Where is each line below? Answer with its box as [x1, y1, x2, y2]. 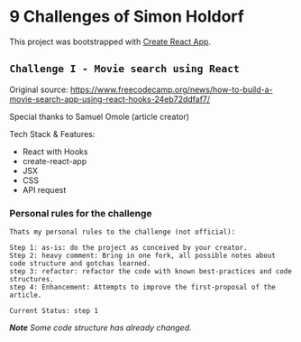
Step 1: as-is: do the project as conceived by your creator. [9, 244, 248, 253]
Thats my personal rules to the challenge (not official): [9, 227, 236, 236]
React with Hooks [22, 146, 88, 157]
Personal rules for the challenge [9, 207, 152, 219]
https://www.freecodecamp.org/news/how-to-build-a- [70, 84, 273, 95]
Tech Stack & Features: [9, 128, 96, 139]
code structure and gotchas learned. [9, 259, 151, 268]
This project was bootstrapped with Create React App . [9, 36, 212, 47]
